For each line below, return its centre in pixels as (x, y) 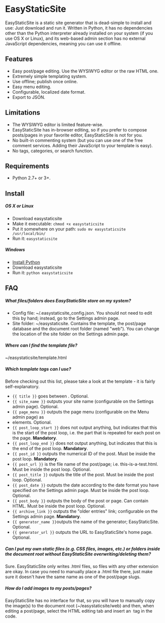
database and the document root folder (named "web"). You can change (86, 329)
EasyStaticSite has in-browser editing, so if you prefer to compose (80, 130)
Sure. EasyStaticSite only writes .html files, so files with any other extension (82, 566)
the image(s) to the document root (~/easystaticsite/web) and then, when (80, 606)
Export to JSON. (29, 97)
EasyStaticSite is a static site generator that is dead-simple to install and (78, 23)
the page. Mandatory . (35, 438)
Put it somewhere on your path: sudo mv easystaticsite (69, 229)
